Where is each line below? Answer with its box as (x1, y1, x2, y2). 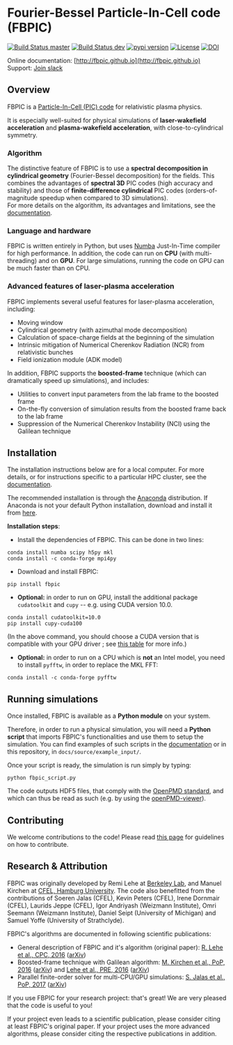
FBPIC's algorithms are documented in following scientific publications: (7, 929, 211, 938)
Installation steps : (7, 522, 61, 531)
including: (7, 305, 36, 313)
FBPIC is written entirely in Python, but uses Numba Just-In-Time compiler (7, 242, 220, 250)
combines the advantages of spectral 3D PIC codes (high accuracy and (7, 179, 214, 188)
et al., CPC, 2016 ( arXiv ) (17, 950, 86, 958)
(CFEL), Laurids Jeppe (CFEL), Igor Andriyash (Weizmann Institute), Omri (7, 901, 217, 910)
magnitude (7, 194, 38, 202)
